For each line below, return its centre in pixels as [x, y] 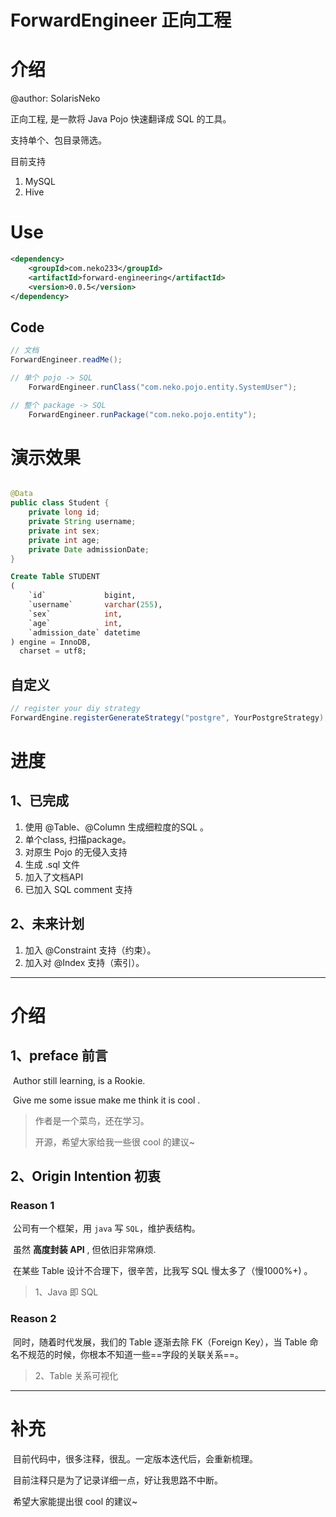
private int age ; [64, 540]
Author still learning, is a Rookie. [79, 1080]
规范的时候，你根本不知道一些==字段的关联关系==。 [136, 1354]
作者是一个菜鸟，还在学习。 [92, 1120]
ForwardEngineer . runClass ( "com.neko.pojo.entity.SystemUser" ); [163, 387]
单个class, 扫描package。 [78, 839]
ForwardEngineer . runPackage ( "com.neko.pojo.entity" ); [142, 414]
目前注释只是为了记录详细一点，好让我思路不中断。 [117, 1480]
